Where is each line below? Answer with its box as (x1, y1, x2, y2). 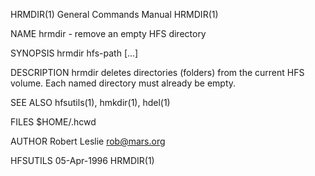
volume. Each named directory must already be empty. (10, 77, 237, 89)
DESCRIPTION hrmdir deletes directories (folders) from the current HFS (10, 67, 305, 78)
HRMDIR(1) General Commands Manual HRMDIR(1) (10, 9, 219, 20)
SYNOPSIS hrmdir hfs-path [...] (10, 47, 139, 59)
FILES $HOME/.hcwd (10, 116, 97, 128)
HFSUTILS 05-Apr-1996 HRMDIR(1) (10, 155, 155, 166)
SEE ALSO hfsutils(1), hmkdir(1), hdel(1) (10, 97, 171, 108)
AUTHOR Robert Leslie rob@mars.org (10, 135, 166, 147)
